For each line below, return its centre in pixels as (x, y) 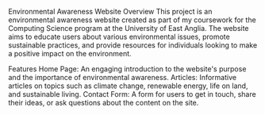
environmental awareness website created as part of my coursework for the (132, 20)
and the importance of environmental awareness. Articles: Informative (122, 77)
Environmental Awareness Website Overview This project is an (110, 11)
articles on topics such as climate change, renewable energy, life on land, (128, 86)
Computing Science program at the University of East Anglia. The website (129, 28)
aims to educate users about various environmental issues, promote (119, 36)
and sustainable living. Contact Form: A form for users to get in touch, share (132, 94)
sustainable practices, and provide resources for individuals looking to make (133, 45)
